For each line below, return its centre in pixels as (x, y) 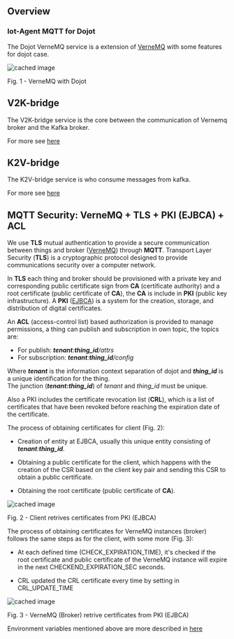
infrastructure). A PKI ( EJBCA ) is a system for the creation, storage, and (111, 301)
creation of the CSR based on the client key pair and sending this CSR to (122, 470)
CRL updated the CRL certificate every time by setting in (98, 581)
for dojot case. (28, 54)
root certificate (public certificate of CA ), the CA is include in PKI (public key (117, 293)
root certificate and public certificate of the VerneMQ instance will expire (122, 560)
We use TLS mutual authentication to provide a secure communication (108, 243)
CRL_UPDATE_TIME (45, 588)
